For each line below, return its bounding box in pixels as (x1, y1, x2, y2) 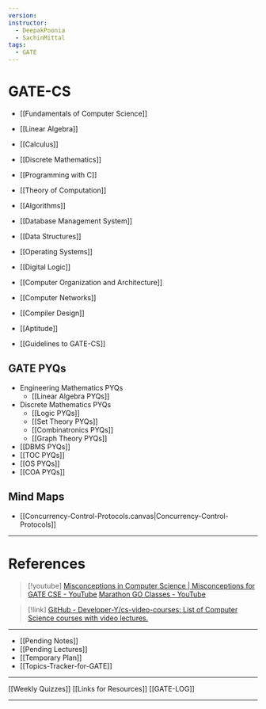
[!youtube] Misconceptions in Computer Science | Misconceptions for (27, 581, 256, 590)
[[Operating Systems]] (19, 246, 93, 256)
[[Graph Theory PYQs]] (31, 433, 108, 443)
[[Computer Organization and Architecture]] (19, 277, 163, 287)
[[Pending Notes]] (19, 635, 79, 646)
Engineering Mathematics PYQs (19, 383, 123, 392)
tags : (8, 41, 26, 49)
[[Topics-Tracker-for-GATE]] (19, 661, 112, 670)
